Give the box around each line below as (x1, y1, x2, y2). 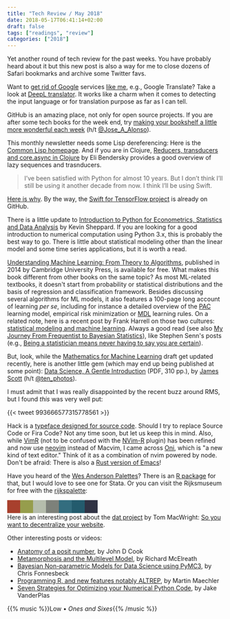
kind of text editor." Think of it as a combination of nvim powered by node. (7, 451, 218, 460)
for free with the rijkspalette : (7, 487, 88, 495)
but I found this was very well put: (7, 395, 103, 404)
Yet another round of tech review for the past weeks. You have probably (7, 55, 211, 63)
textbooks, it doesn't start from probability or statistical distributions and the (7, 280, 223, 288)
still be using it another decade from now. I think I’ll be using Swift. (23, 181, 212, 190)
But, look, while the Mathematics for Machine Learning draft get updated (7, 353, 213, 361)
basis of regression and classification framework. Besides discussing (7, 288, 204, 296)
